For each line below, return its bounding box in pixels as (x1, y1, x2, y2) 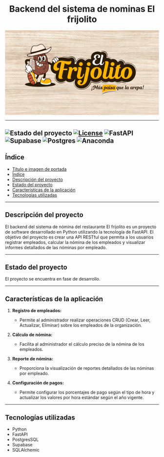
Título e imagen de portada (12, 166, 67, 172)
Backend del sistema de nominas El (9, 3, 155, 15)
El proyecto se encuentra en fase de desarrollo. (5, 276, 101, 282)
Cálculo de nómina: (12, 332, 53, 338)
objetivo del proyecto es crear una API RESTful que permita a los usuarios (5, 234, 154, 240)
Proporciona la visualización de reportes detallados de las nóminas (19, 365, 154, 371)
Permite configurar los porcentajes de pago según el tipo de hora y (19, 389, 155, 396)
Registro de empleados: (12, 308, 62, 314)
